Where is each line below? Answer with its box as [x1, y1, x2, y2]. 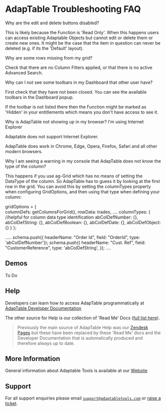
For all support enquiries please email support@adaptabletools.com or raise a [5, 395, 161, 401]
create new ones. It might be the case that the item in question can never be [5, 40, 161, 46]
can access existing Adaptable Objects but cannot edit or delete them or [5, 35, 153, 41]
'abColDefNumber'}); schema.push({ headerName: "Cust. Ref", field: [5, 239, 146, 245]
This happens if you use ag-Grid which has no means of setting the [5, 173, 143, 179]
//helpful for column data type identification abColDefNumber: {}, [5, 214, 138, 220]
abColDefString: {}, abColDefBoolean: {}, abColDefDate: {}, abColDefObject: [5, 219, 161, 225]
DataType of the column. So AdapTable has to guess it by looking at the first [5, 178, 160, 184]
